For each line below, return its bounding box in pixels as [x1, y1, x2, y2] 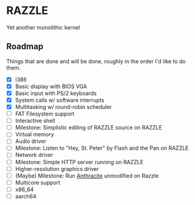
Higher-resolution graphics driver [15, 165, 99, 172]
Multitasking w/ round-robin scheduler [15, 103, 112, 110]
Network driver [15, 151, 54, 159]
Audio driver [15, 137, 47, 145]
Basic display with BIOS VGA [15, 83, 87, 90]
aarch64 [15, 192, 37, 200]
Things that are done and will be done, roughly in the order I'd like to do [6, 57, 186, 64]
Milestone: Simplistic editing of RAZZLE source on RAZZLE [15, 124, 163, 131]
